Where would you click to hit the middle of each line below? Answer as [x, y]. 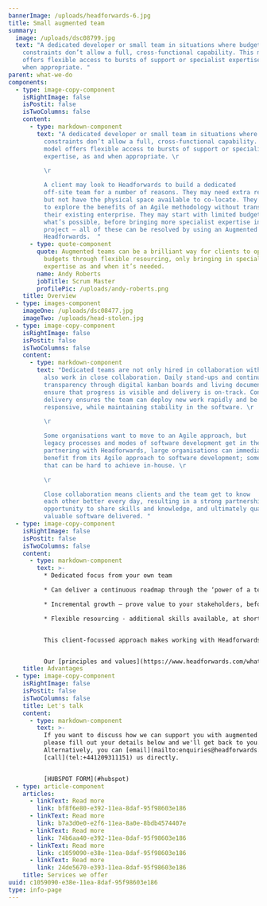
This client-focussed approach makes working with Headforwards [152, 640]
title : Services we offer [66, 875]
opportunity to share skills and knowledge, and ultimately [145, 509]
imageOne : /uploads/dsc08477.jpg [78, 311]
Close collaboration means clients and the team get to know [147, 494]
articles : [39, 794]
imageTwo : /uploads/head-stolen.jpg [83, 318]
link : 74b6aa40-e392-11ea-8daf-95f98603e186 [112, 838]
